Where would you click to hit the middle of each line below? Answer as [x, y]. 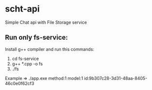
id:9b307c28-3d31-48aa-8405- [116, 78]
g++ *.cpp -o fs [27, 63]
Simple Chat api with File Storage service [46, 22]
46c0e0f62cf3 [20, 83]
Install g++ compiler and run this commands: [50, 49]
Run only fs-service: [37, 37]
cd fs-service [25, 59]
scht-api [22, 9]
